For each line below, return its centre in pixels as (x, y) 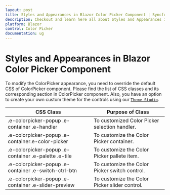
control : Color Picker (29, 29)
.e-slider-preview (53, 185)
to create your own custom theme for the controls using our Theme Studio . (82, 99)
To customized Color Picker (126, 121)
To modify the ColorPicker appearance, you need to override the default (80, 83)
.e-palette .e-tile (52, 156)
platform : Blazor (24, 24)
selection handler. (115, 127)
